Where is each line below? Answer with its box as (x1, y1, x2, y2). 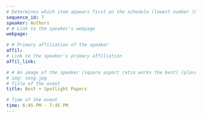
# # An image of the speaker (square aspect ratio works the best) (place (6, 69, 198, 75)
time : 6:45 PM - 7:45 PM (6, 102, 69, 108)
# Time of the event (6, 97, 58, 103)
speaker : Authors (6, 20, 50, 26)
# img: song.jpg (6, 75, 47, 81)
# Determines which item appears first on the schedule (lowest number (6, 8, 189, 15)
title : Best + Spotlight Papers (6, 86, 87, 92)
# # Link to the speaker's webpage (6, 25, 96, 32)
